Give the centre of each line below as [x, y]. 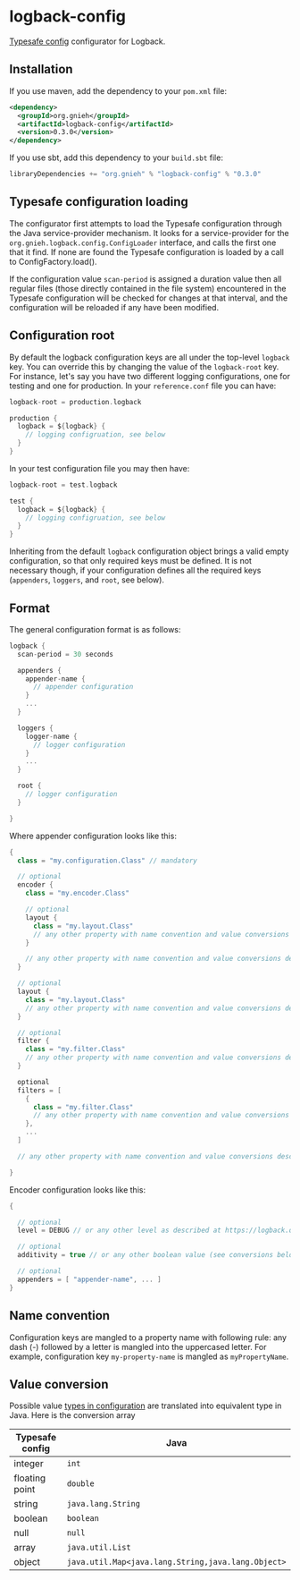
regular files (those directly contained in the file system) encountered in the [148, 288]
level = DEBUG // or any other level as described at [119, 1231]
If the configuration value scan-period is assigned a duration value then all [146, 278]
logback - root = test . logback [63, 485]
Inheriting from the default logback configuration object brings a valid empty [149, 551]
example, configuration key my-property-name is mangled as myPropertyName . [149, 1356]
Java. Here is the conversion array [72, 1415]
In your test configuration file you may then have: [100, 468]
